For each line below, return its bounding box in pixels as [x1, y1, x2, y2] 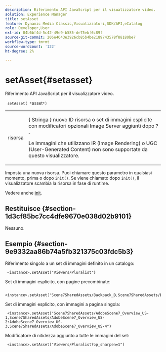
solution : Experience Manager [5, 12, 68, 17]
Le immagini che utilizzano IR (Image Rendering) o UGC [28, 140, 158, 147]
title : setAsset [5, 16, 39, 21]
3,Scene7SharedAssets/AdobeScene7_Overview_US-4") [5, 324, 112, 329]
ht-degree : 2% [5, 49, 35, 53]
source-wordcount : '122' [5, 44, 56, 49]
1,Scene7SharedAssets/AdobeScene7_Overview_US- [5, 315, 105, 320]
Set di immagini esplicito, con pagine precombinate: [5, 279, 111, 285]
